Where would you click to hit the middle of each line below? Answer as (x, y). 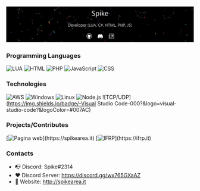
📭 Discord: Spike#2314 (44, 167)
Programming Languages (44, 55)
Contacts (20, 154)
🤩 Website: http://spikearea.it (50, 181)
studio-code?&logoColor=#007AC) (49, 109)
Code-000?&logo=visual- (146, 103)
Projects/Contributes (37, 125)
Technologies (26, 84)
